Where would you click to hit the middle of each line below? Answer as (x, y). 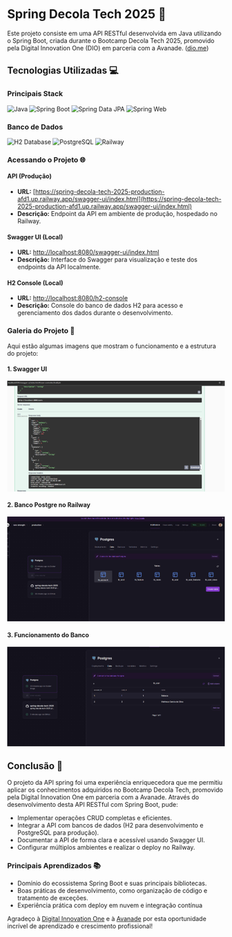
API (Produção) (29, 176)
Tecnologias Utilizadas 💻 (63, 71)
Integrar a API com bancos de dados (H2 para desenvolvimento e (110, 826)
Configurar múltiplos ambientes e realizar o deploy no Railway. (106, 848)
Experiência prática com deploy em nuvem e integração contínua (110, 905)
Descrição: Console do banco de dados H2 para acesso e (100, 306)
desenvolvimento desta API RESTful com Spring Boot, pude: (93, 805)
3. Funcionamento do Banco (48, 635)
